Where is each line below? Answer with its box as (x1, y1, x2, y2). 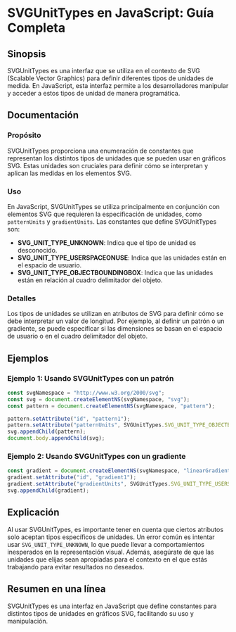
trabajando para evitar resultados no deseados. (7, 562, 145, 571)
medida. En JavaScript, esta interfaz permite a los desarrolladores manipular (7, 82, 229, 89)
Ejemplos (7, 352, 49, 364)
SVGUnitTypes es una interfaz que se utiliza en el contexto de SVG (7, 67, 200, 75)
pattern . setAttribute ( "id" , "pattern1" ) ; (7, 415, 131, 422)
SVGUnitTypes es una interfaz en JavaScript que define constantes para (7, 602, 217, 610)
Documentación (7, 109, 79, 121)
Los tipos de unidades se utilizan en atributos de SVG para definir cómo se (7, 310, 223, 318)
